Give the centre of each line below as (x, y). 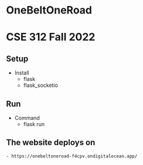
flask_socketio (41, 85)
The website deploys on (51, 142)
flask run (34, 124)
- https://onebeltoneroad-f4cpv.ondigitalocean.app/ (72, 156)
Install (22, 73)
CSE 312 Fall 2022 (51, 37)
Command (27, 118)
